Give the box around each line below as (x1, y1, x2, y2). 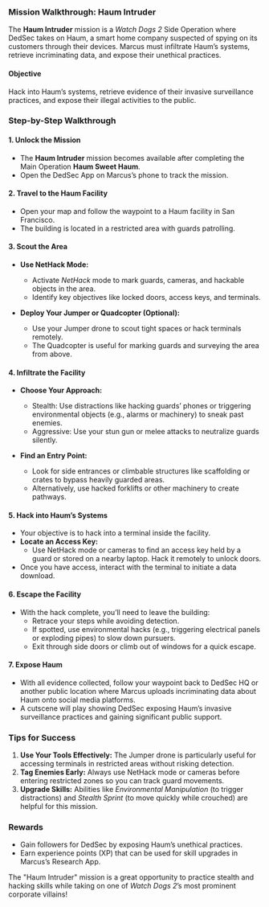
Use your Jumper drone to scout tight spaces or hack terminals (31, 324, 243, 334)
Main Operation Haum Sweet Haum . (19, 162, 141, 171)
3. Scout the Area (8, 242, 68, 252)
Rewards (8, 822, 44, 833)
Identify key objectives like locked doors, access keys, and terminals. (31, 293, 261, 302)
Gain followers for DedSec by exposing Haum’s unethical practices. (19, 839, 243, 850)
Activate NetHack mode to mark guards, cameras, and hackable (31, 276, 245, 285)
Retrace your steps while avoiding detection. (31, 616, 180, 626)
